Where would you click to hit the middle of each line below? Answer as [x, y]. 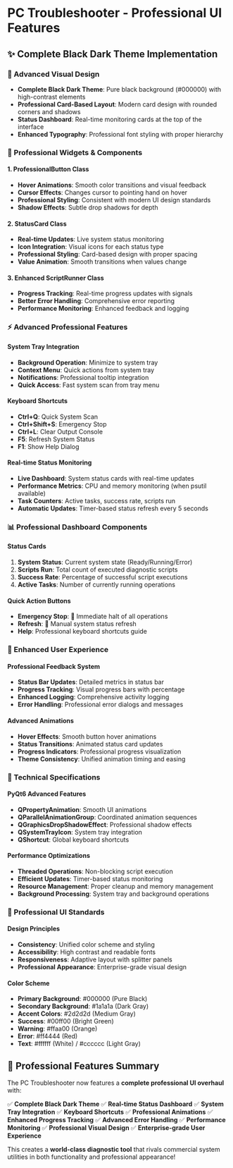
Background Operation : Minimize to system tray [88, 362]
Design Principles [34, 929]
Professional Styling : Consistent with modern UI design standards [114, 200]
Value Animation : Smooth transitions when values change [102, 262]
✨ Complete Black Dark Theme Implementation [113, 54]
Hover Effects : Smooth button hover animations [87, 736]
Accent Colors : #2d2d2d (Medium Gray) [76, 1014]
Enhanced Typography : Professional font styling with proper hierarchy [120, 134]
